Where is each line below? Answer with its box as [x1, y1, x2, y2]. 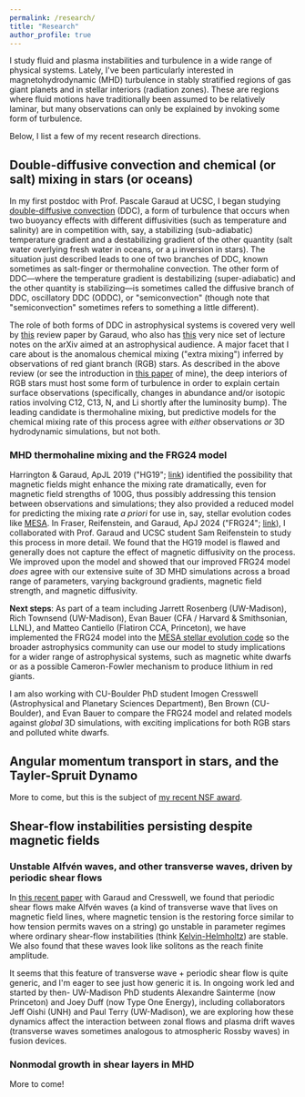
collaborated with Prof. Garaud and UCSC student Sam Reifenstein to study [9, 527, 291, 538]
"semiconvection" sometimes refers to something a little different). [9, 302, 259, 313]
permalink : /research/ [9, 13, 96, 23]
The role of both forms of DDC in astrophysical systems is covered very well [9, 320, 296, 330]
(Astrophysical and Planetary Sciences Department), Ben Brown [9, 698, 250, 709]
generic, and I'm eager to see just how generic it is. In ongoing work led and [9, 977, 295, 988]
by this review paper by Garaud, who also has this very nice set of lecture [9, 330, 286, 340]
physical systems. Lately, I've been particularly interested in [9, 65, 234, 76]
